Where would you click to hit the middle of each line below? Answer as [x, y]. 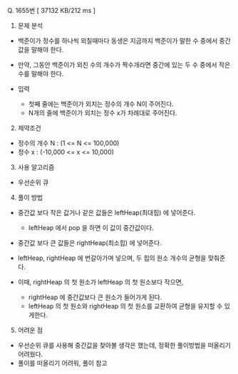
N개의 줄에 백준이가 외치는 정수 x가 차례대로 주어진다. [103, 113]
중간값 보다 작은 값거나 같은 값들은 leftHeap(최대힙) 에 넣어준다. [107, 213]
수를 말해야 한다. [41, 74]
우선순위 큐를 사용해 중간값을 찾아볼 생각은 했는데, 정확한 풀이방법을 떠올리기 [124, 345]
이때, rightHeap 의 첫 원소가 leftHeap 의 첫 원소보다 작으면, [100, 282]
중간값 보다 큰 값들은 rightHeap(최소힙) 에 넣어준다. [90, 243]
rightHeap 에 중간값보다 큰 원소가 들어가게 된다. [95, 297]
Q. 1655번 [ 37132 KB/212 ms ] [52, 10]
